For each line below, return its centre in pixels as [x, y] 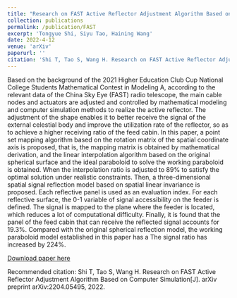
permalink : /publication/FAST [52, 27]
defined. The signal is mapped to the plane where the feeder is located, [111, 207]
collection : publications [45, 20]
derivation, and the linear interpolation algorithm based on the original [109, 154]
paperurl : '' [26, 54]
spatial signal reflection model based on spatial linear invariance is [104, 185]
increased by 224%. [37, 244]
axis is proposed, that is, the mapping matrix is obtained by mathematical [114, 147]
